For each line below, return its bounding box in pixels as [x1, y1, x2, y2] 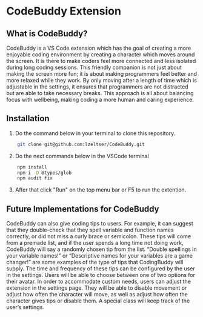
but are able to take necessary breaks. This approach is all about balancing [6, 90, 194, 96]
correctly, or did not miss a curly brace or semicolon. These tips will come [6, 233, 191, 240]
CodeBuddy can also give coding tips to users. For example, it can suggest [6, 220, 194, 227]
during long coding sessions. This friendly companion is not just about [6, 64, 182, 71]
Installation [6, 113, 50, 124]
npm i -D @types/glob [17, 170, 72, 176]
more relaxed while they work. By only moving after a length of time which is [6, 77, 197, 84]
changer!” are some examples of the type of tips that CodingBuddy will [6, 259, 184, 266]
